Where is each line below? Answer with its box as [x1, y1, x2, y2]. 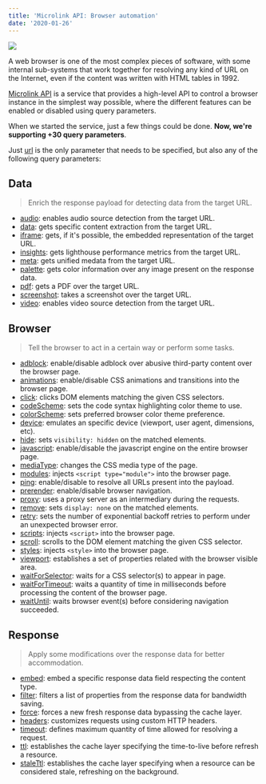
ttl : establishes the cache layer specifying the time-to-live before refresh [19, 741, 259, 750]
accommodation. [27, 658, 84, 667]
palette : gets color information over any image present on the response [19, 265, 255, 274]
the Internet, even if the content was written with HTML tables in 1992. [8, 73, 240, 82]
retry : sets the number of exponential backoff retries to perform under [19, 511, 251, 521]
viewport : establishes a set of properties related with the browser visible [19, 554, 258, 564]
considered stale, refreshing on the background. [19, 766, 180, 776]
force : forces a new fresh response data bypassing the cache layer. [19, 707, 242, 717]
